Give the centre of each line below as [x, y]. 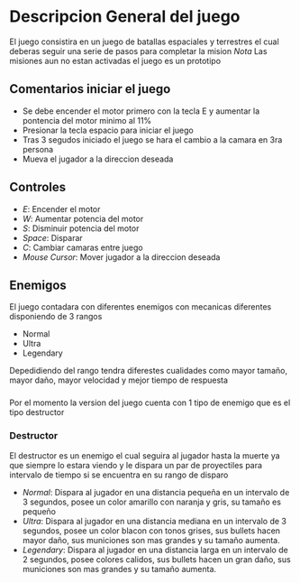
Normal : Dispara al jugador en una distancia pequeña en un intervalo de [156, 492]
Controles [38, 187]
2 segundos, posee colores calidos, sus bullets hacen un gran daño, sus [156, 559]
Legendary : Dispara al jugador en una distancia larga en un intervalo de [155, 550]
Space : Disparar [52, 237]
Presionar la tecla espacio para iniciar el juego [108, 130]
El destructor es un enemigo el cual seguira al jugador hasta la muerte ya [145, 455]
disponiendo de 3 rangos [56, 317]
